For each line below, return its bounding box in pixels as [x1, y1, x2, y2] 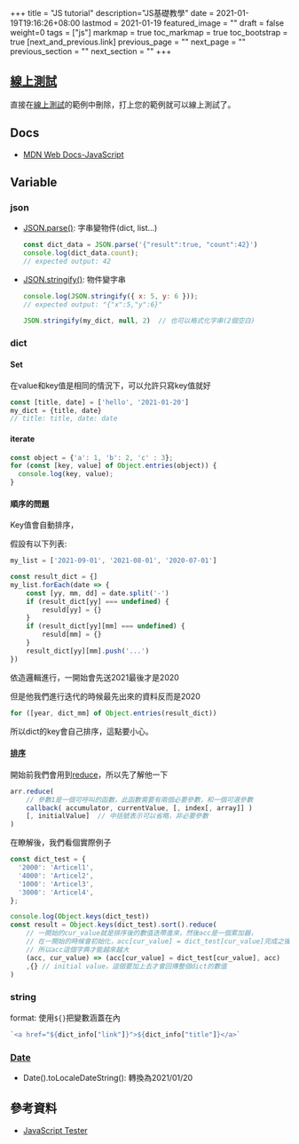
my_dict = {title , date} [10, 406, 102, 415]
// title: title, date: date [10, 414, 118, 424]
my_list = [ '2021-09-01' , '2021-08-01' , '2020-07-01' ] [10, 556, 217, 566]
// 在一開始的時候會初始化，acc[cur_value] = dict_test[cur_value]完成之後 [26, 937, 291, 946]
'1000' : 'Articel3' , [18, 879, 94, 888]
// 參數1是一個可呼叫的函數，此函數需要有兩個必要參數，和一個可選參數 [26, 795, 254, 804]
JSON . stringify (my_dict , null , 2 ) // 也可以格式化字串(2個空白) [22, 316, 256, 325]
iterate [10, 433, 35, 444]
